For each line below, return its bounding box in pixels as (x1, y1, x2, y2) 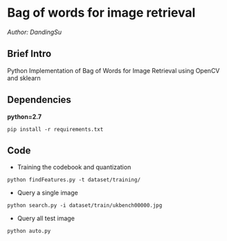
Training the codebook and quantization (17, 163, 131, 172)
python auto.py (7, 228, 51, 235)
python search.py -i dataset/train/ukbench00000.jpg (7, 202, 163, 209)
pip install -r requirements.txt (7, 126, 104, 133)
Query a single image (17, 189, 78, 197)
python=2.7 (7, 113, 42, 121)
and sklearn (7, 74, 42, 82)
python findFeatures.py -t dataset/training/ (7, 176, 140, 183)
